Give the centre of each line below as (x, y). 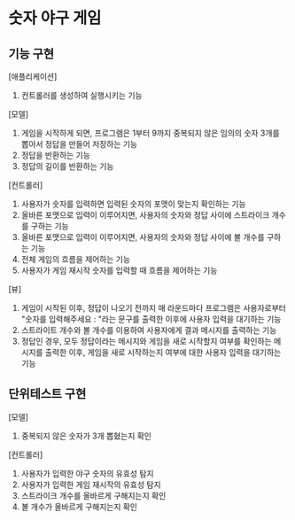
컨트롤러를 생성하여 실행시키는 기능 (82, 95)
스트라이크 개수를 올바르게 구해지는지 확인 (93, 495)
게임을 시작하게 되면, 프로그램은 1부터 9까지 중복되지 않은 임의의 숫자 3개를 (150, 133)
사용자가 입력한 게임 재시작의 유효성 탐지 (91, 485)
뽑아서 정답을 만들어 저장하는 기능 (79, 144)
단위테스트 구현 (47, 394)
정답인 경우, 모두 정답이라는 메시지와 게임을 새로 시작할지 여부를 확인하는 (146, 341)
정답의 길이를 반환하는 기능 (67, 166)
